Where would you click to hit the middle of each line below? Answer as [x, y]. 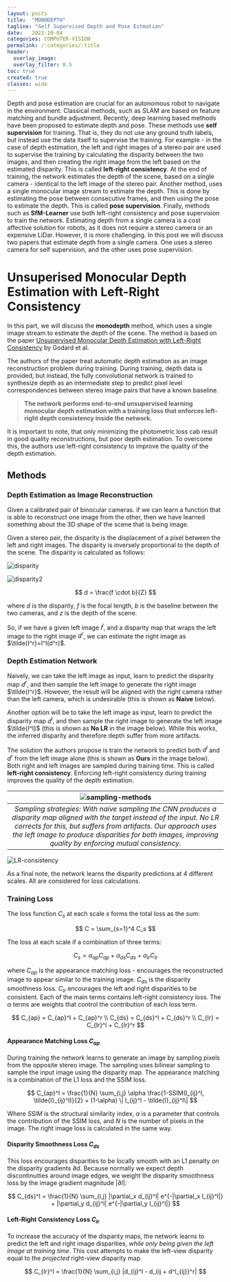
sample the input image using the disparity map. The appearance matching [113, 1072]
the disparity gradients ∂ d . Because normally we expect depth [95, 1168]
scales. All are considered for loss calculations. [74, 881]
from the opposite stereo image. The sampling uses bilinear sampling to [109, 1065]
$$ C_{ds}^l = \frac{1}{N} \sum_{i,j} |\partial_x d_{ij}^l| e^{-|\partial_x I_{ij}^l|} [115, 1196]
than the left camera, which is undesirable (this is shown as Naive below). [112, 699]
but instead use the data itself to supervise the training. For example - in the [114, 140]
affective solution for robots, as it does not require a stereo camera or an [110, 228]
